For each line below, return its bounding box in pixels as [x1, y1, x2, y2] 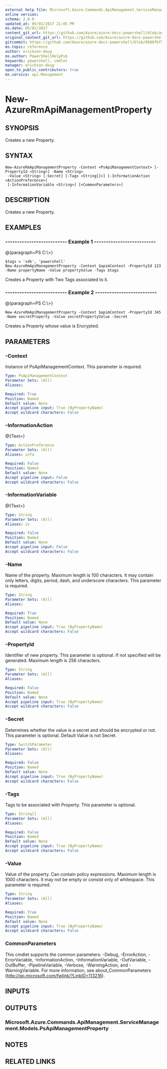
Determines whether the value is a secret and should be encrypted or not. [5, 727, 157, 733]
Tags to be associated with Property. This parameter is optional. [5, 802, 136, 808]
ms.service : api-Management [5, 72, 64, 77]
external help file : [5, 7, 48, 12]
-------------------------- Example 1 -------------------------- [5, 238, 156, 245]
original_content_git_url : [5, 35, 61, 40]
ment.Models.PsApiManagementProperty [5, 1025, 109, 1032]
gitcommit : [5, 40, 28, 45]
